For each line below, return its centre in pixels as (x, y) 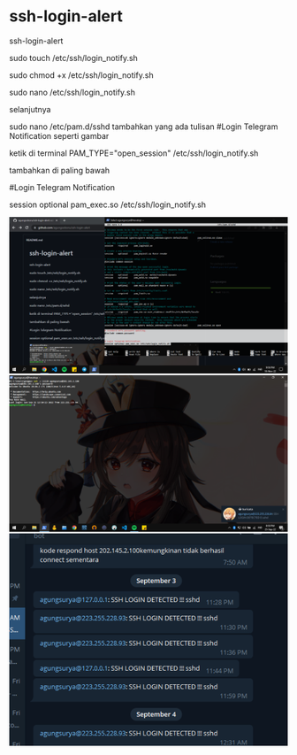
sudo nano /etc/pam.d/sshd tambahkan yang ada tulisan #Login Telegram (144, 127)
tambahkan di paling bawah (60, 170)
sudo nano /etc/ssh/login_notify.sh (72, 92)
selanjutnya (30, 109)
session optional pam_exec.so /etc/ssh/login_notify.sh (107, 204)
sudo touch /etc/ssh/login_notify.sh (74, 58)
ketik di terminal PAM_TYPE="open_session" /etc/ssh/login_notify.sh (134, 153)
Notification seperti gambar (59, 135)
